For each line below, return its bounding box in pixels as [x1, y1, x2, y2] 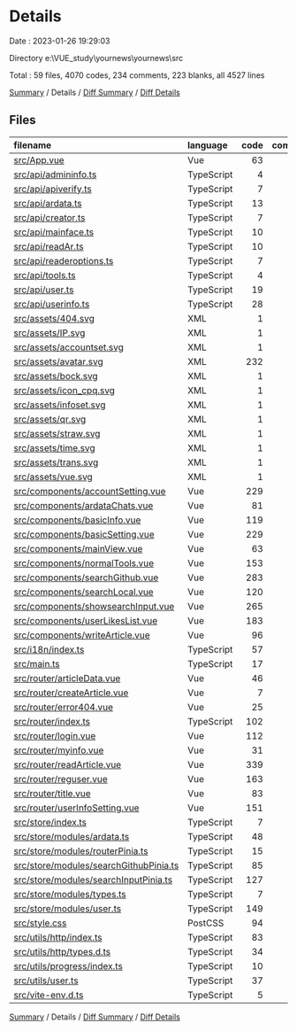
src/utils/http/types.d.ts [13, 945, 111, 957]
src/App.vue [13, 153, 65, 166]
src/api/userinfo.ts [13, 298, 90, 310]
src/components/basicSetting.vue [13, 528, 155, 540]
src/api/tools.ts [13, 268, 76, 281]
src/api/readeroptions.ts [13, 254, 114, 267]
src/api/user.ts [13, 283, 74, 296]
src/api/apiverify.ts [13, 182, 92, 195]
